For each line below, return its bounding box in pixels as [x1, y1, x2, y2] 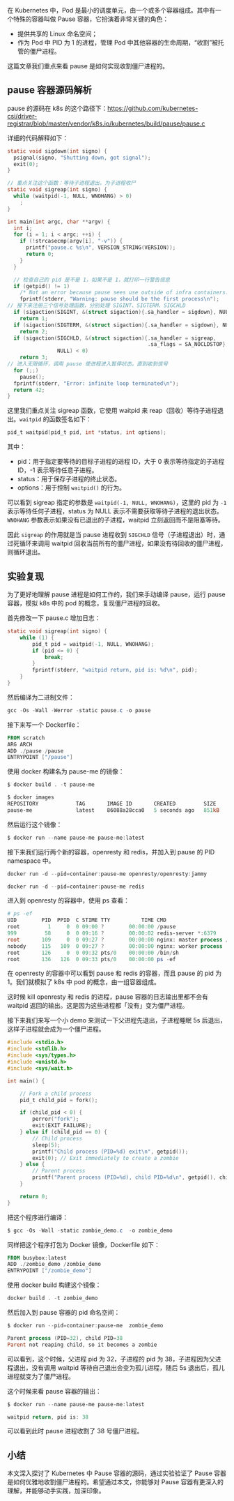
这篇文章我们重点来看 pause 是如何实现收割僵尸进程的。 [7, 62, 169, 70]
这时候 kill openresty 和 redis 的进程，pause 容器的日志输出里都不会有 [7, 993, 209, 1001]
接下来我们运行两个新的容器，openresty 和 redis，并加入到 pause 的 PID [7, 847, 215, 856]
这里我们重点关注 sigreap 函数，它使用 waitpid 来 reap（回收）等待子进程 [7, 407, 218, 415]
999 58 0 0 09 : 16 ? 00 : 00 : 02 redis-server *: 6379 [7, 930, 217, 937]
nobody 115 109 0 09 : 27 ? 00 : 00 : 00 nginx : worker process [7, 942, 223, 950]
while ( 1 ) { [19, 634, 54, 641]
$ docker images [7, 794, 54, 801]
